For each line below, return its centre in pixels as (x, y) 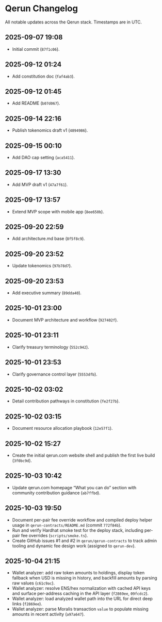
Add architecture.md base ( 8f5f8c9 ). (49, 239)
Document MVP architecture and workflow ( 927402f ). (65, 320)
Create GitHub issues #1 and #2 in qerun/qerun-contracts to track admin (84, 541)
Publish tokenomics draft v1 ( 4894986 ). (50, 130)
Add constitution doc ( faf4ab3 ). (43, 76)
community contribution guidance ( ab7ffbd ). (56, 493)
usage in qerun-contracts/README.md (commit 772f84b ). (67, 525)
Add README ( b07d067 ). (36, 103)
